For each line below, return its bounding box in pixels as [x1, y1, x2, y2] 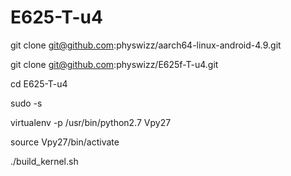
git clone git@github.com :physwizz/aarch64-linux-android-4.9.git [10, 39, 282, 51]
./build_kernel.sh [10, 155, 79, 167]
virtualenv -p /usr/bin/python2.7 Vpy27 [10, 116, 172, 128]
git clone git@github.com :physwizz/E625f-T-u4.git [10, 58, 219, 70]
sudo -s [10, 97, 43, 109]
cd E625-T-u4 [10, 77, 68, 90]
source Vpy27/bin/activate [10, 136, 120, 148]
